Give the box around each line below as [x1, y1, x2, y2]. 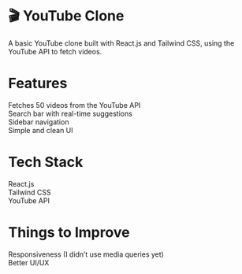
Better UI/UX [8, 257, 50, 267]
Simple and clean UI [8, 125, 73, 135]
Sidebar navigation [8, 117, 69, 127]
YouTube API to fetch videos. [8, 46, 102, 56]
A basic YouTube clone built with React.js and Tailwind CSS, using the [8, 38, 235, 48]
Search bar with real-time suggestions [8, 109, 132, 118]
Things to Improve [8, 224, 130, 241]
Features [8, 75, 68, 92]
